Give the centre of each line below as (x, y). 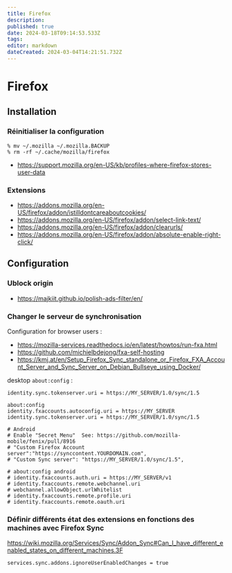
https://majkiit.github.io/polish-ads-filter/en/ (80, 298)
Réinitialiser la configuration (56, 131)
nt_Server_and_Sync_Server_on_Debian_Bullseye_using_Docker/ (109, 367)
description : (26, 20)
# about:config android (42, 472)
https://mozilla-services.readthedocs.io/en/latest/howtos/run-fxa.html (117, 345)
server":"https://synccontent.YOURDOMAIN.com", (77, 454)
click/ (25, 242)
